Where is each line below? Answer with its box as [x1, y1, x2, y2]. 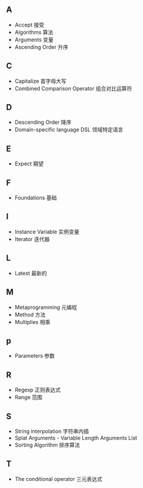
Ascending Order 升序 [14, 43, 69, 50]
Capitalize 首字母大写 [14, 77, 67, 85]
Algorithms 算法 [14, 28, 54, 36]
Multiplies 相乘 [14, 318, 51, 325]
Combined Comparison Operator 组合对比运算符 [14, 85, 132, 92]
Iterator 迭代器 [14, 235, 50, 242]
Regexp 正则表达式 [14, 386, 61, 393]
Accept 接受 [14, 21, 44, 28]
